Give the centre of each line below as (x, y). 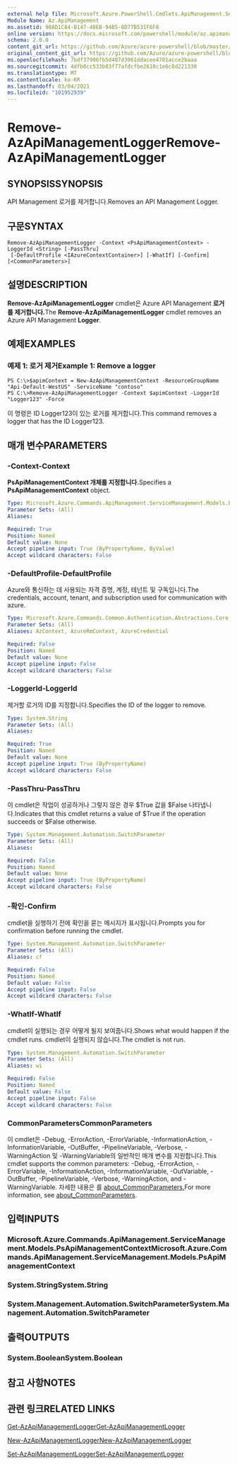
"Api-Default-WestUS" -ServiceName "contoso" (75, 387)
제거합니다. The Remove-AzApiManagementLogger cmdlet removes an (118, 312)
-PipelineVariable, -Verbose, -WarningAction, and (110, 1179)
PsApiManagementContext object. (59, 490)
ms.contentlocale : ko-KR (44, 80)
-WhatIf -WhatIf (34, 1014)
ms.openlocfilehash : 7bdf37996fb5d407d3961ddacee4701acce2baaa (102, 60)
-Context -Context (39, 466)
